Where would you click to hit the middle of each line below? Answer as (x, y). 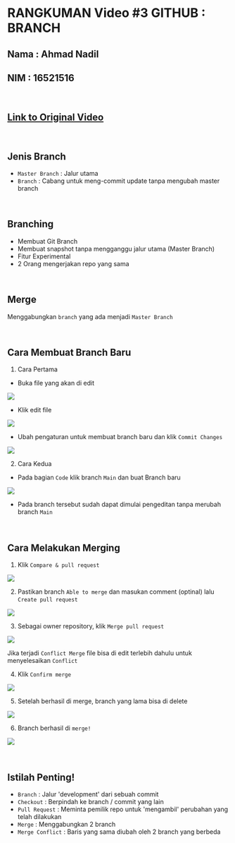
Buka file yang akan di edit (56, 383)
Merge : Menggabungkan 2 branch (66, 825)
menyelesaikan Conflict (43, 661)
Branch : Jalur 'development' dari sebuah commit (88, 794)
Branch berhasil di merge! (54, 728)
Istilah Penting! (41, 777)
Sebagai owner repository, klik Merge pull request (90, 626)
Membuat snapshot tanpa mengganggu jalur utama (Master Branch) (116, 249)
